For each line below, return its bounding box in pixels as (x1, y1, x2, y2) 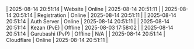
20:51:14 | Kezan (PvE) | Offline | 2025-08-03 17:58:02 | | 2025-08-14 (6, 24, 174, 31)
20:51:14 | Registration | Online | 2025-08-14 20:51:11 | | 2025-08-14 (12, 12, 176, 19)
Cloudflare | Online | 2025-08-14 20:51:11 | (6, 37, 108, 43)
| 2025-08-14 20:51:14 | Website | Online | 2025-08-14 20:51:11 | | (6, 6, 164, 12)
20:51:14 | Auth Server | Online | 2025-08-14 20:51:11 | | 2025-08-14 (6, 18, 169, 24)
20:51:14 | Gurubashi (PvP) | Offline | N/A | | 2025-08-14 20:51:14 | (6, 30, 165, 37)
